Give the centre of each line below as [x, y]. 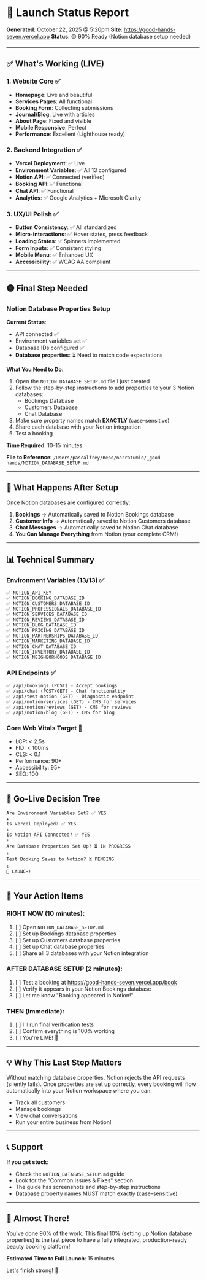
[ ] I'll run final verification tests [54, 1024]
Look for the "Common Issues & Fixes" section [74, 1180]
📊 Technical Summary [51, 560]
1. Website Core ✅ [34, 81]
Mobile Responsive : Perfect [51, 127]
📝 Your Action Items [45, 896]
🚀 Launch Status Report [68, 13]
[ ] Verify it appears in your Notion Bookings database [83, 989]
